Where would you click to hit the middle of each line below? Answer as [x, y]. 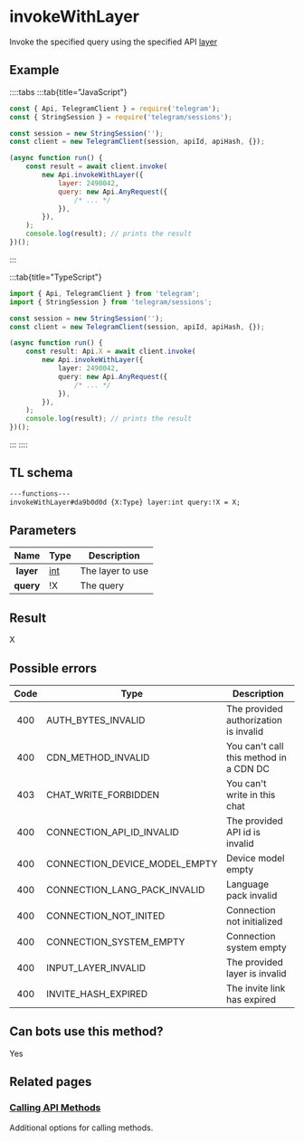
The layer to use [114, 571]
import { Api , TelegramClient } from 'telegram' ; [105, 293]
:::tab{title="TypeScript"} [56, 277]
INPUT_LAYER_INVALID [96, 968]
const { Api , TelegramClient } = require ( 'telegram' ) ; [115, 109]
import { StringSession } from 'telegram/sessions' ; [111, 302]
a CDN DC [247, 769]
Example [34, 70]
